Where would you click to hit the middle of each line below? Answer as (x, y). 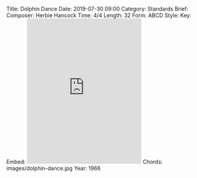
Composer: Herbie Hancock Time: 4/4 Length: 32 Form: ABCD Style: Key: (99, 15)
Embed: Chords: (84, 162)
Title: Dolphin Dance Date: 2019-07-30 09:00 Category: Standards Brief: (97, 9)
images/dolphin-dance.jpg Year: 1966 (53, 168)
